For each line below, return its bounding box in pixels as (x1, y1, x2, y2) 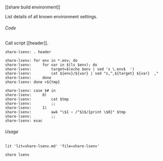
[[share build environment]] (5, 4, 60, 10)
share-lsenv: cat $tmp (5, 97, 69, 102)
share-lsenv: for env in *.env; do (5, 58, 78, 63)
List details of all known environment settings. (5, 14, 98, 19)
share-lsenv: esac (5, 118, 43, 123)
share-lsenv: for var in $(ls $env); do (5, 62, 97, 68)
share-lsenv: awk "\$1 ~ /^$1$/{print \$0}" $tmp (5, 110, 126, 115)
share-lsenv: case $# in (5, 88, 56, 93)
